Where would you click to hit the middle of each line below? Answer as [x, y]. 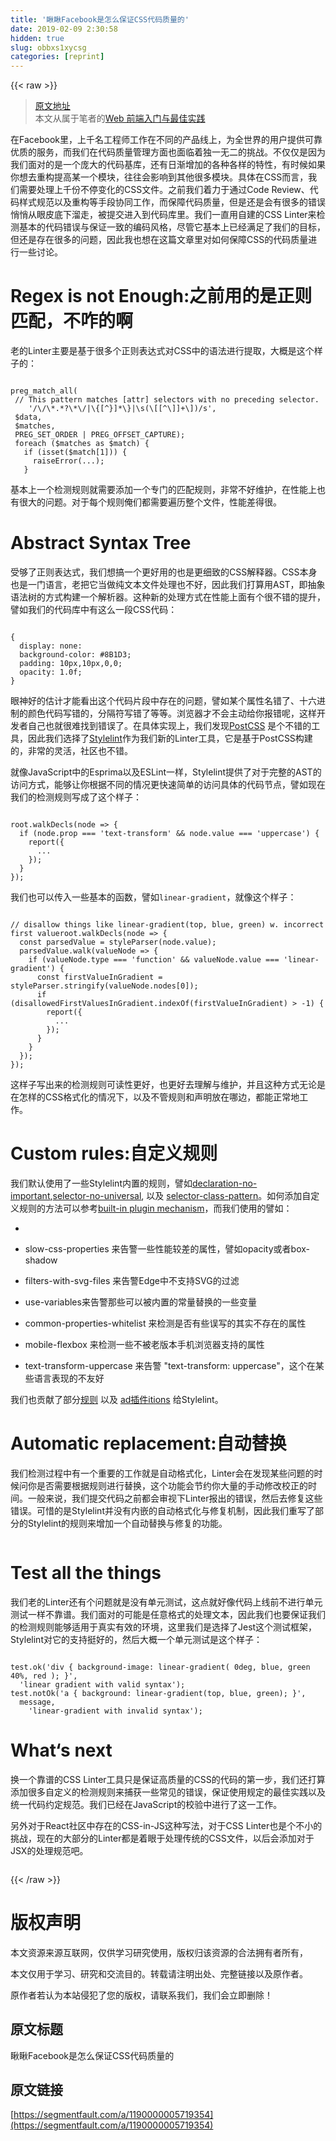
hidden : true [37, 38]
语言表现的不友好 [69, 1378]
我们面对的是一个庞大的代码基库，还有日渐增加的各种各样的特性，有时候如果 [168, 165]
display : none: [51, 646]
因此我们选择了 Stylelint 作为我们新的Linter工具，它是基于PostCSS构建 [170, 738]
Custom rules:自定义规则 [114, 1153]
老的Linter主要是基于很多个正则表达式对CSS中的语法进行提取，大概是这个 [162, 351]
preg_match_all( [44, 391]
